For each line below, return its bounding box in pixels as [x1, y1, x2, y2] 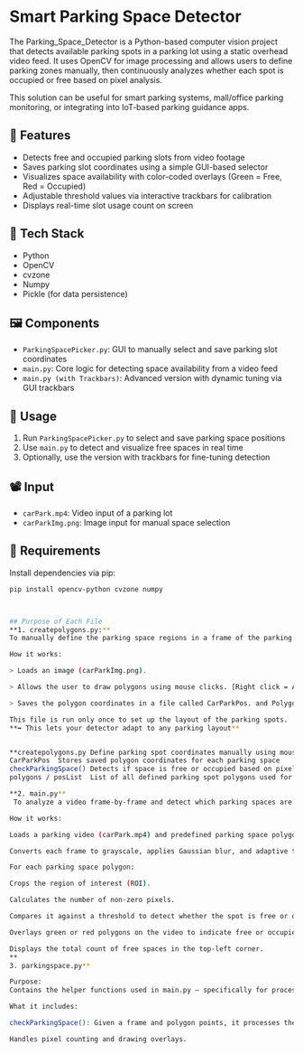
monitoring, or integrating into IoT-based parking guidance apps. [9, 101, 250, 112]
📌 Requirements [9, 544, 101, 559]
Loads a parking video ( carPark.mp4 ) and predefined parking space [9, 830, 269, 839]
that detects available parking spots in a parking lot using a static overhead [9, 45, 289, 56]
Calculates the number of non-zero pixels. [9, 896, 176, 905]
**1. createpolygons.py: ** [9, 625, 111, 634]
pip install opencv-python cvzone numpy [9, 584, 164, 593]
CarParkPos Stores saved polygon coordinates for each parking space [9, 756, 280, 765]
